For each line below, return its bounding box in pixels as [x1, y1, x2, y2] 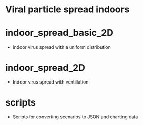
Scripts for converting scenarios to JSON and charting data [12, 114, 138, 120]
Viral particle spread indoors [5, 4, 130, 15]
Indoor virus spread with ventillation [12, 79, 89, 85]
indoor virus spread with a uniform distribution [12, 44, 111, 50]
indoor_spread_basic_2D [5, 27, 114, 39]
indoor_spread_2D [5, 62, 86, 74]
